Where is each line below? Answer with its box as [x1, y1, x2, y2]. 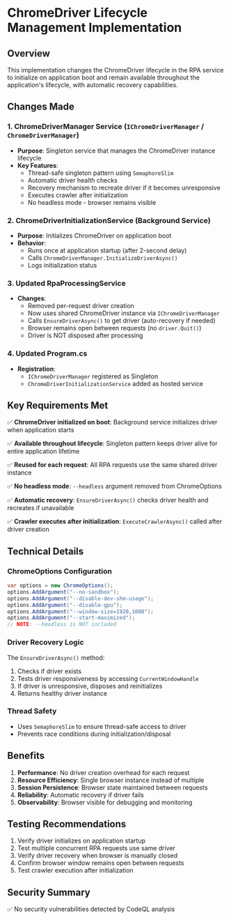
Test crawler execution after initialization [17, 866, 134, 875]
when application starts [7, 426, 74, 434]
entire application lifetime [7, 447, 80, 456]
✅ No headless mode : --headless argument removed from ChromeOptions [7, 482, 223, 491]
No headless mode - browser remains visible [27, 198, 157, 206]
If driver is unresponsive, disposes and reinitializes [17, 682, 163, 690]
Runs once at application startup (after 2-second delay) [27, 246, 187, 254]
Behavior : [17, 238, 47, 247]
